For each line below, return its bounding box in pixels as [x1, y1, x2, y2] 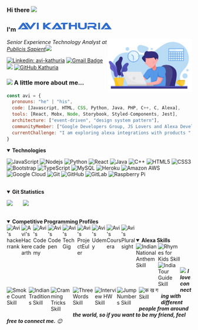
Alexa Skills [141, 237, 171, 244]
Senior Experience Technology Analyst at [6, 39, 108, 46]
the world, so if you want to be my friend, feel [73, 311, 186, 318]
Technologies [12, 147, 46, 154]
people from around [139, 305, 189, 312]
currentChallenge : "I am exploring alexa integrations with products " [12, 130, 192, 136]
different [161, 298, 183, 305]
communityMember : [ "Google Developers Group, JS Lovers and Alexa [12, 123, 178, 129]
